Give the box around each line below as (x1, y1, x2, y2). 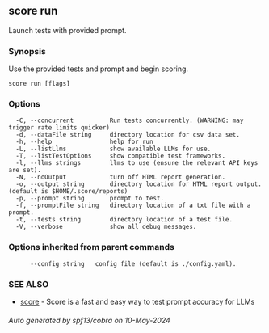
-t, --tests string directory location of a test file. (15, 216, 233, 224)
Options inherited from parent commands (8, 242, 175, 253)
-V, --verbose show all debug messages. (15, 223, 197, 231)
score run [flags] (8, 80, 70, 88)
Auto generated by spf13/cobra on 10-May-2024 (8, 315, 171, 325)
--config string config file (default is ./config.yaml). (29, 259, 237, 268)
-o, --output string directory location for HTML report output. (15, 180, 263, 188)
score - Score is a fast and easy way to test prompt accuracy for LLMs (19, 297, 255, 306)
